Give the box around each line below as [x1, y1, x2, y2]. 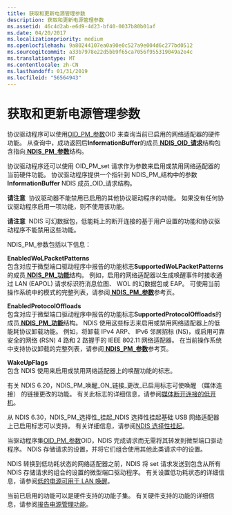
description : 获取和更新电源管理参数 [7, 17, 104, 23]
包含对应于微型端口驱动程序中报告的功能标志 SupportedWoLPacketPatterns [7, 263, 224, 271]
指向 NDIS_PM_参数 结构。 [12, 148, 88, 156]
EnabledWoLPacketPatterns [7, 254, 90, 263]
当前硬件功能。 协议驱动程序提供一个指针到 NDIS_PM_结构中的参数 [7, 170, 198, 179]
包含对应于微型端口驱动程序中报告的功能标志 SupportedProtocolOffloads [7, 310, 216, 319]
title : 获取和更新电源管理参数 [7, 10, 86, 17]
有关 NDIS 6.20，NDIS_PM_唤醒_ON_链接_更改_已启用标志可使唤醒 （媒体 [7, 381, 216, 390]
